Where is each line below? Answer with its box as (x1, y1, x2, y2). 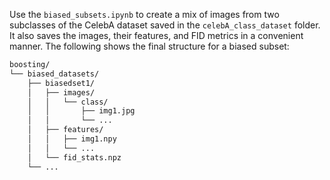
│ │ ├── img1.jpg (27, 106, 136, 116)
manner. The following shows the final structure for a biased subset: (9, 40, 290, 52)
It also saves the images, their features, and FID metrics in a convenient (9, 30, 304, 41)
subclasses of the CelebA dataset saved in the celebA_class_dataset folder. (9, 19, 321, 31)
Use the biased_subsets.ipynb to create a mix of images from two (9, 9, 280, 20)
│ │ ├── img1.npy (27, 134, 117, 144)
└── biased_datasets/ (9, 69, 100, 79)
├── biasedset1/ (27, 78, 96, 88)
